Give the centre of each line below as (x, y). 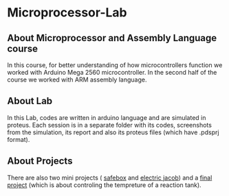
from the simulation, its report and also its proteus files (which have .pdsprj (113, 132)
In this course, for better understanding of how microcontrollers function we (115, 65)
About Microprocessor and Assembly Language (112, 38)
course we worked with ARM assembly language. (77, 79)
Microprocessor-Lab (67, 13)
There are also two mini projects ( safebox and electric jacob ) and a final (110, 177)
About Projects (40, 161)
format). (19, 139)
